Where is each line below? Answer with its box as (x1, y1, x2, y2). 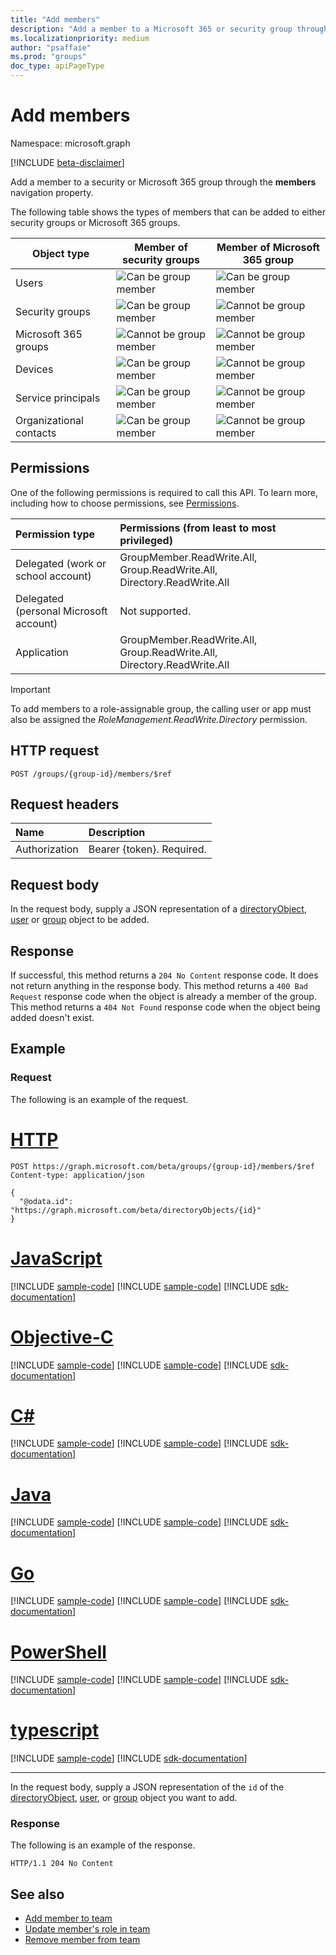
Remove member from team (24, 1934, 141, 1946)
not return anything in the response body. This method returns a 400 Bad (10, 980, 308, 991)
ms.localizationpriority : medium (10, 33, 150, 43)
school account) (15, 569, 92, 583)
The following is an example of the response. (10, 1839, 196, 1851)
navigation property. (10, 186, 94, 198)
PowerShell (10, 1641, 107, 1663)
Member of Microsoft (216, 240, 320, 254)
